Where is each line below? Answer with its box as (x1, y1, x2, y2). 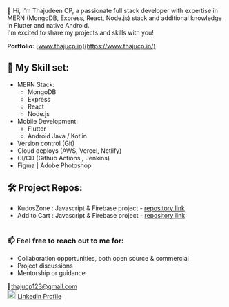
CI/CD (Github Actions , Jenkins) (17, 153, 110, 162)
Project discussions (17, 261, 74, 270)
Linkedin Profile (17, 292, 62, 301)
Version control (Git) (17, 139, 75, 147)
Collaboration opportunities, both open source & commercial (17, 254, 190, 263)
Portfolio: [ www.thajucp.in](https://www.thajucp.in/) (7, 42, 156, 50)
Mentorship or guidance (17, 269, 86, 277)
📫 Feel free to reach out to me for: (7, 236, 124, 245)
